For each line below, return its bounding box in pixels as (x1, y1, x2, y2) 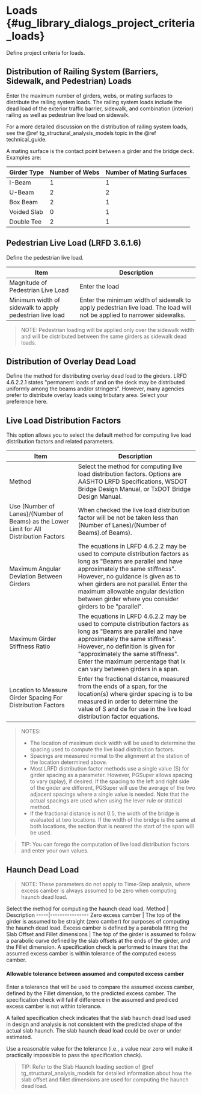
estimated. (6, 1034, 32, 1041)
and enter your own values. (20, 847, 89, 854)
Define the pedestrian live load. (6, 254, 84, 261)
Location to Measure (9, 686, 68, 695)
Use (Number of (9, 502, 55, 511)
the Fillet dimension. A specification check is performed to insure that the (6, 943, 188, 951)
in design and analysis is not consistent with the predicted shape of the (6, 1021, 183, 1028)
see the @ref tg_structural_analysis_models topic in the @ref (6, 129, 156, 136)
